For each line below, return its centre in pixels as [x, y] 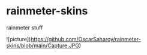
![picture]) [19, 39]
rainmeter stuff [25, 27]
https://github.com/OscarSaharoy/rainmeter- [86, 39]
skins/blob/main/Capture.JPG [43, 45]
